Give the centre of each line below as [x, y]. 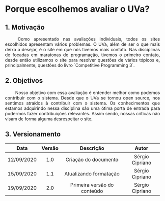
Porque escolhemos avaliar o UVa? [77, 9]
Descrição [92, 148]
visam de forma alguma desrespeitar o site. [49, 119]
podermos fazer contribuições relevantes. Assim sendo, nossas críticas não [82, 113]
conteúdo [92, 191]
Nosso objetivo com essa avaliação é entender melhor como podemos [87, 93]
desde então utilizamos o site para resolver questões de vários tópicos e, [82, 60]
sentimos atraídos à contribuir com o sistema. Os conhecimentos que [82, 103]
